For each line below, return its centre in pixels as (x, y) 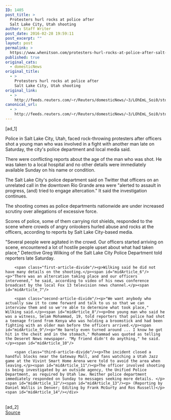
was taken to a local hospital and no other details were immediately (76, 164)
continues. (16, 196)
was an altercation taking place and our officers (83, 276)
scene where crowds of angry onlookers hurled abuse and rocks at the (80, 227)
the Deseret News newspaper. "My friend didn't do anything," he (76, 339)
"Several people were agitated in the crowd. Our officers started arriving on (84, 242)
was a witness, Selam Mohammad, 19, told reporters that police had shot (85, 316)
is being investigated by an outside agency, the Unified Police (76, 370)
